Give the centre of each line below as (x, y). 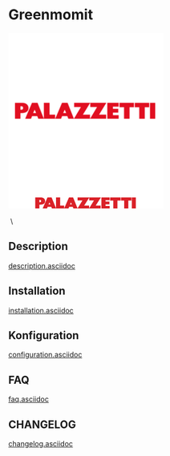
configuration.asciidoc (45, 355)
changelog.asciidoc (41, 444)
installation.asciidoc (41, 310)
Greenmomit (51, 15)
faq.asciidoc (29, 399)
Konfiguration (44, 335)
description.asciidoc (42, 265)
